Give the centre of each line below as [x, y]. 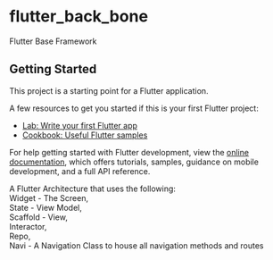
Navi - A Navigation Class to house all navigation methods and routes [136, 245]
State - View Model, [45, 207]
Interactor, [28, 226]
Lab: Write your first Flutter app [80, 125]
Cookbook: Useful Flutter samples [85, 135]
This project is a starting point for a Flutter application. [109, 90]
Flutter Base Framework [53, 41]
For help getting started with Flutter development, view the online [129, 152]
